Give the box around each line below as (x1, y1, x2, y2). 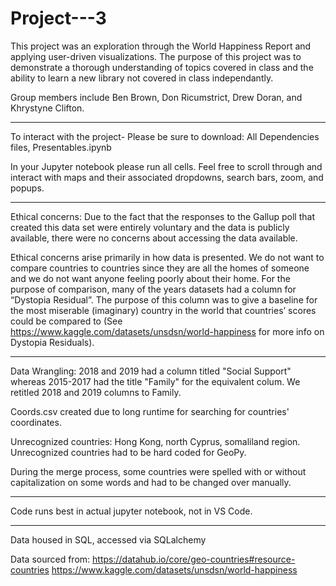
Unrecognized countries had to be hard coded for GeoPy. (10, 446, 247, 458)
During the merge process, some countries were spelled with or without (10, 465, 307, 477)
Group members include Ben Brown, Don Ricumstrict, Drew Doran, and (10, 91, 303, 103)
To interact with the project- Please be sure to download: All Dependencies (10, 130, 320, 142)
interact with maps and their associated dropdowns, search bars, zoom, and (10, 171, 324, 183)
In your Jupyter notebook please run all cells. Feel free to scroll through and (10, 160, 323, 172)
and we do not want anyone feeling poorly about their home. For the (10, 272, 291, 284)
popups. (10, 182, 45, 194)
